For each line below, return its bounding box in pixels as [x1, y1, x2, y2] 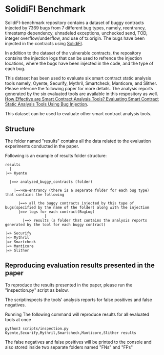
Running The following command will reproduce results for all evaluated [5, 311, 149, 317]
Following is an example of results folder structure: [5, 152, 107, 158]
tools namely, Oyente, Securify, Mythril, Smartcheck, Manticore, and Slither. [5, 80, 158, 86]
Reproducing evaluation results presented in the [5, 261, 155, 270]
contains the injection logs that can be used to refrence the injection [5, 55, 143, 61]
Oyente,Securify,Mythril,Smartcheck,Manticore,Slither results [5, 330, 137, 335]
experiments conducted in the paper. [5, 143, 80, 149]
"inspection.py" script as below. [5, 287, 69, 293]
